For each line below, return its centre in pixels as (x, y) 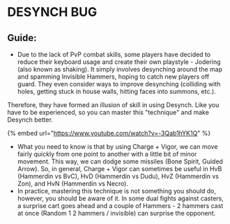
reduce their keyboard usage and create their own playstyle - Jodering (119, 62)
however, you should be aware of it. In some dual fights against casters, (121, 198)
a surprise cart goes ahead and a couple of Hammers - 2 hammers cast (120, 206)
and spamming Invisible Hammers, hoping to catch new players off (113, 77)
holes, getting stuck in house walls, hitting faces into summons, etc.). (116, 91)
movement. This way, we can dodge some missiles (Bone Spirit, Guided (120, 161)
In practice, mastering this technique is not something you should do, (116, 191)
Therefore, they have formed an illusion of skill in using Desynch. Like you (113, 105)
